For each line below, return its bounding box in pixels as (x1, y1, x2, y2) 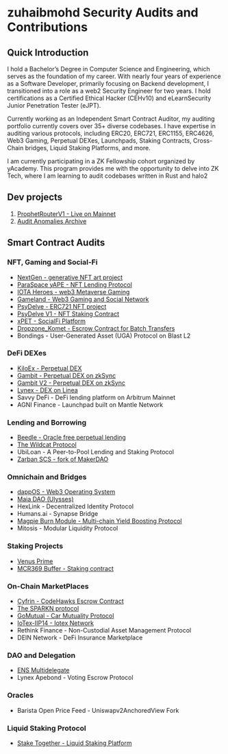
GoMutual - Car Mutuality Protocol (16, 611, 114, 620)
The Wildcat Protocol (16, 440, 77, 449)
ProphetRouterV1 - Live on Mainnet (16, 209, 116, 217)
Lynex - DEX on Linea (16, 386, 79, 394)
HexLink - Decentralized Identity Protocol (16, 502, 134, 510)
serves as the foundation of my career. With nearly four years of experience (7, 72, 221, 80)
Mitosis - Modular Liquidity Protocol (16, 524, 118, 532)
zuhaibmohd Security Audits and (7, 5, 199, 21)
